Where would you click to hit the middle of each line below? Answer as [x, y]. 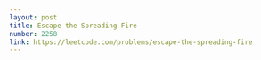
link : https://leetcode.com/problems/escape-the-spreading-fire [131, 42]
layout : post [33, 17]
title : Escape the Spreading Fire [73, 26]
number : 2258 [33, 34]
